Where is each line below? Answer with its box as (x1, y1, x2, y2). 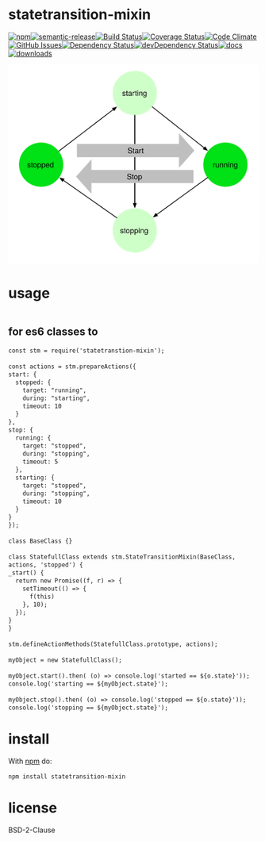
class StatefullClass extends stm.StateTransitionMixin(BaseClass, (8, 553, 236, 561)
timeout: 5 (22, 458, 59, 466)
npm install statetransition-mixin (8, 773, 126, 781)
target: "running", (22, 386, 87, 394)
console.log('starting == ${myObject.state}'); (8, 680, 169, 688)
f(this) (29, 593, 56, 601)
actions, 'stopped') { (8, 561, 83, 569)
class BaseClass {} (8, 537, 73, 545)
